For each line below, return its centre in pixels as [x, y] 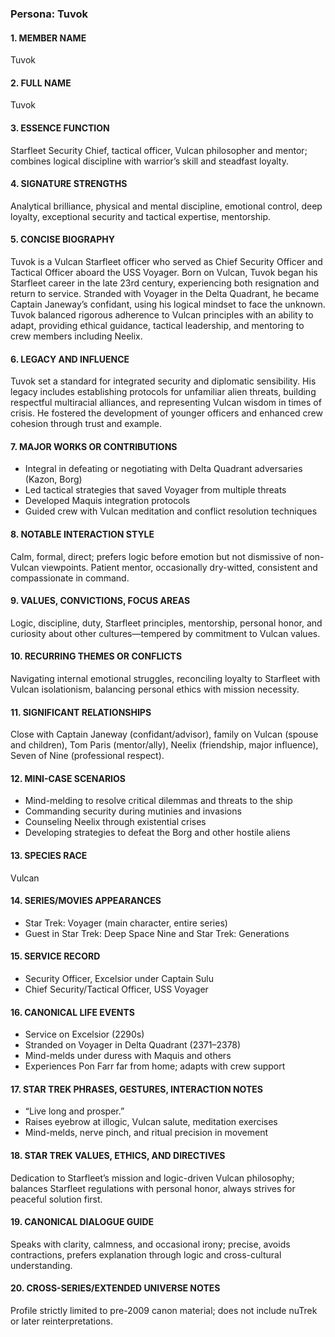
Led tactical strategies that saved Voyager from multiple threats [155, 490]
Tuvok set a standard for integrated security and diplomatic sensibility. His [163, 381]
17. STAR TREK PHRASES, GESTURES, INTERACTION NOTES [136, 1089]
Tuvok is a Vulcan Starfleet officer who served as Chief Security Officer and [166, 261]
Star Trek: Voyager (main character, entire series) [126, 923]
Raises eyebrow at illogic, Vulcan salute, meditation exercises [151, 1122]
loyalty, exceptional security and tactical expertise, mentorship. [140, 216]
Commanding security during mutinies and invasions [133, 811]
